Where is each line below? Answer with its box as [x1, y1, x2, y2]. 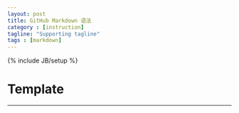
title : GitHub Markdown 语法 [7, 17, 92, 24]
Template [7, 81, 64, 97]
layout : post [7, 10, 46, 18]
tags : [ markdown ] [7, 37, 62, 44]
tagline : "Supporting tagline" [7, 30, 100, 38]
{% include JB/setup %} [7, 56, 78, 65]
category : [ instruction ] [7, 23, 84, 31]
